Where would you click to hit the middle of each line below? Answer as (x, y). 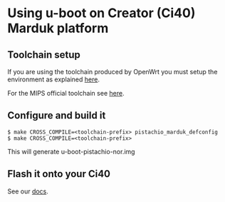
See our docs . (28, 191)
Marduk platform (58, 28)
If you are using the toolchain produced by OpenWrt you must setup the (112, 72)
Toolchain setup (44, 55)
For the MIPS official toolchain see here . (66, 93)
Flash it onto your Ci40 (59, 174)
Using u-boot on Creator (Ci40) (101, 13)
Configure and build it (57, 116)
